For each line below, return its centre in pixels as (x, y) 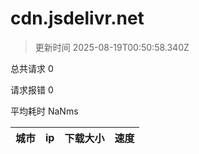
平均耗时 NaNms (44, 111)
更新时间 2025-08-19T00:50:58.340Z (112, 47)
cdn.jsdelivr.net (77, 18)
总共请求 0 (32, 68)
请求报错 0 (32, 89)
